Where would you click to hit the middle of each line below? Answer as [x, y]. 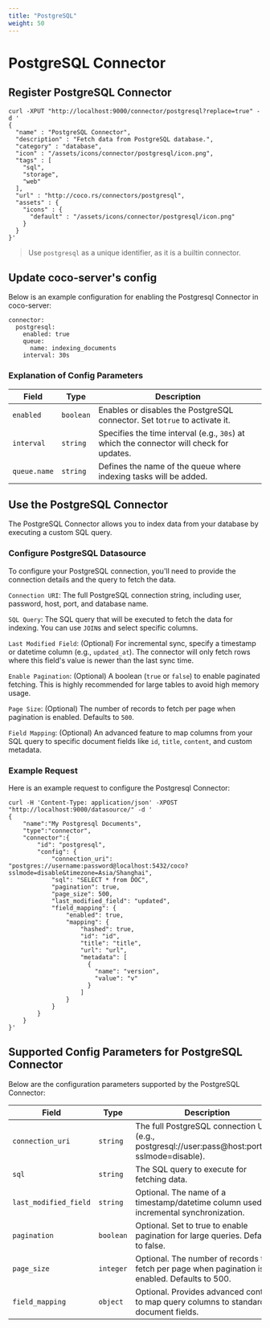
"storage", [41, 174]
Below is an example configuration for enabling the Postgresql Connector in [133, 297]
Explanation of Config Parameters [76, 376]
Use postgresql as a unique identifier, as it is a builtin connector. [134, 252]
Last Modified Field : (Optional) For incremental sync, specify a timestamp [132, 643]
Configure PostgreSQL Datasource [78, 554]
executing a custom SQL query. [60, 533]
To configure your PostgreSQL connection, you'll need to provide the [122, 570]
